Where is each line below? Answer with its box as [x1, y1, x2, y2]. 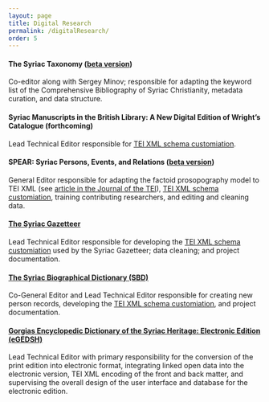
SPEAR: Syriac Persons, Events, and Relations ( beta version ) [8, 158, 215, 167]
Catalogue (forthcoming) [8, 121, 94, 131]
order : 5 [8, 34, 38, 43]
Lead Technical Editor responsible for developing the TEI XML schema [8, 237, 241, 247]
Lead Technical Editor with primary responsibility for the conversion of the [8, 352, 254, 362]
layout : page [8, 11, 52, 20]
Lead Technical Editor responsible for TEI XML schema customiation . [8, 138, 237, 149]
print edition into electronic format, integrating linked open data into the [8, 361, 245, 371]
